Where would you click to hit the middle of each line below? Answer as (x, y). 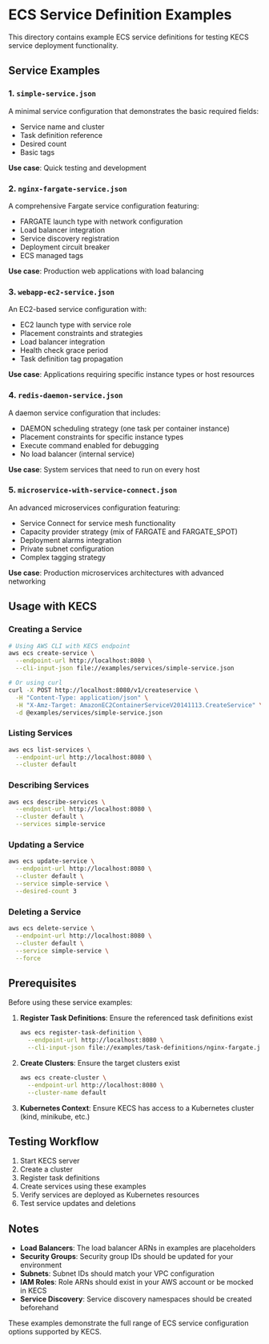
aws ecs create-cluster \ (63, 1077)
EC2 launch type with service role (76, 325)
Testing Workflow (54, 1142)
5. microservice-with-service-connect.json (93, 490)
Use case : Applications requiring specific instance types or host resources (131, 374)
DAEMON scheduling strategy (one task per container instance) (125, 428)
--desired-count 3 (46, 891)
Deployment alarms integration (71, 540)
